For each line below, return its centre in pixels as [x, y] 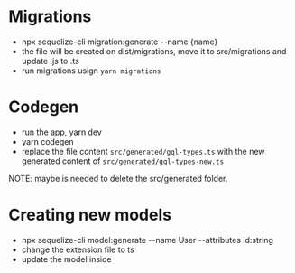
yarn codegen [47, 141]
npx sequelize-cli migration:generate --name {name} [120, 42]
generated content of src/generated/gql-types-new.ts [123, 161]
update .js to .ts [51, 61]
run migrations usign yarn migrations [91, 71]
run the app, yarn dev [62, 132]
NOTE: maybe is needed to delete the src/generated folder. [118, 178]
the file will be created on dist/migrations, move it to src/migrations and [154, 51]
